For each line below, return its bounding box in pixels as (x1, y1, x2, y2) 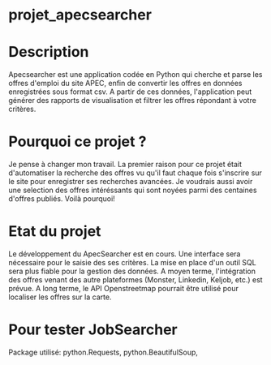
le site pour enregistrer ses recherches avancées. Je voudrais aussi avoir (8, 177, 253, 187)
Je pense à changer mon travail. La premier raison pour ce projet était (8, 160, 242, 170)
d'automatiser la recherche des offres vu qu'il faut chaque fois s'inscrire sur (8, 168, 262, 178)
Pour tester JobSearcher (8, 320, 179, 339)
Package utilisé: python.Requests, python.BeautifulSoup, (8, 347, 199, 357)
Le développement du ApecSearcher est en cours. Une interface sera (8, 249, 241, 259)
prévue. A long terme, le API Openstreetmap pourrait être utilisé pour (8, 284, 239, 293)
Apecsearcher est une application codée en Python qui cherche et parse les (8, 70, 263, 79)
